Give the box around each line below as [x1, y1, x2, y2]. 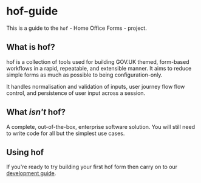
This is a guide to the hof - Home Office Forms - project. [6, 24, 147, 32]
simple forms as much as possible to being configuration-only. [6, 71, 163, 78]
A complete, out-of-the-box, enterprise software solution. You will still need [6, 123, 196, 130]
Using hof [6, 147, 44, 157]
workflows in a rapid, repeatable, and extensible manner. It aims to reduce [6, 64, 192, 72]
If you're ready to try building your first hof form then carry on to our [6, 163, 178, 171]
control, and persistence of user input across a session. [6, 89, 146, 97]
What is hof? [6, 42, 56, 52]
